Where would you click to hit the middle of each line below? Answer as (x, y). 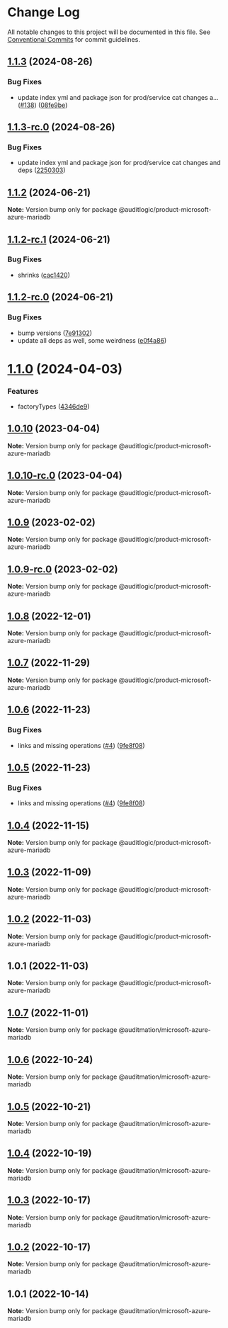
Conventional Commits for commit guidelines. (74, 39)
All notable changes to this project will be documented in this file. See (109, 32)
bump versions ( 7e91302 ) (55, 333)
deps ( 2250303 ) (41, 170)
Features (23, 391)
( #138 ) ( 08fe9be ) (42, 105)
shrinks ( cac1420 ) (44, 275)
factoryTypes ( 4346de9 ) (53, 406)
